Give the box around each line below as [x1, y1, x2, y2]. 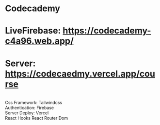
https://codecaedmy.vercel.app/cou [5, 68, 155, 79]
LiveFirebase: [5, 25, 61, 36]
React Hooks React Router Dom [5, 115, 68, 121]
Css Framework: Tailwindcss [5, 100, 62, 106]
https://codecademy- [63, 25, 151, 36]
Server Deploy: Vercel [5, 110, 49, 116]
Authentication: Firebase [5, 105, 54, 111]
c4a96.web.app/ [5, 36, 74, 47]
